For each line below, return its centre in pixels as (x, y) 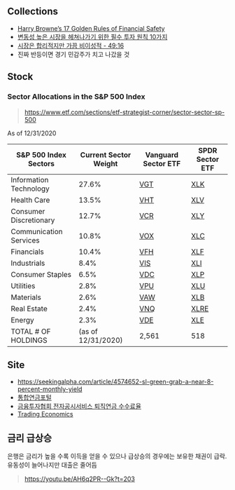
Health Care (30, 200)
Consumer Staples (41, 274)
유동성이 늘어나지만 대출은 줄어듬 (52, 465)
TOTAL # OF (31, 331)
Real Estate (29, 308)
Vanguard (162, 155)
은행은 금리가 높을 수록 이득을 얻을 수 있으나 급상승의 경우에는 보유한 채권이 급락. (117, 456)
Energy (22, 320)
